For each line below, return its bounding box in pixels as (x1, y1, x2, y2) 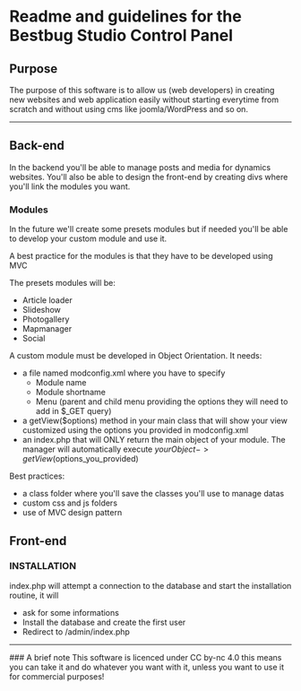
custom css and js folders (21, 497, 118, 508)
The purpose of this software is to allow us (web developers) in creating (9, 85, 275, 95)
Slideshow (21, 305, 61, 315)
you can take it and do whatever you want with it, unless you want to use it (9, 661, 285, 672)
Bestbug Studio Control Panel (9, 25, 234, 46)
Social (21, 333, 46, 344)
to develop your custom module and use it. (9, 233, 168, 244)
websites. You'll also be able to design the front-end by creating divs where (9, 171, 288, 182)
